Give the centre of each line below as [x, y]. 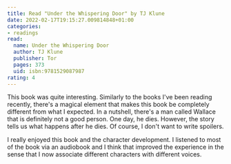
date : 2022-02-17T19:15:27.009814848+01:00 [71, 20]
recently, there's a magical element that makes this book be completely [108, 105]
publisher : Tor [35, 59]
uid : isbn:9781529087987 [49, 71]
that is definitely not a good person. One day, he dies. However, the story [111, 119]
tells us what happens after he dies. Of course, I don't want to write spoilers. [115, 126]
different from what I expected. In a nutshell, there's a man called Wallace [111, 112]
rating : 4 [21, 78]
